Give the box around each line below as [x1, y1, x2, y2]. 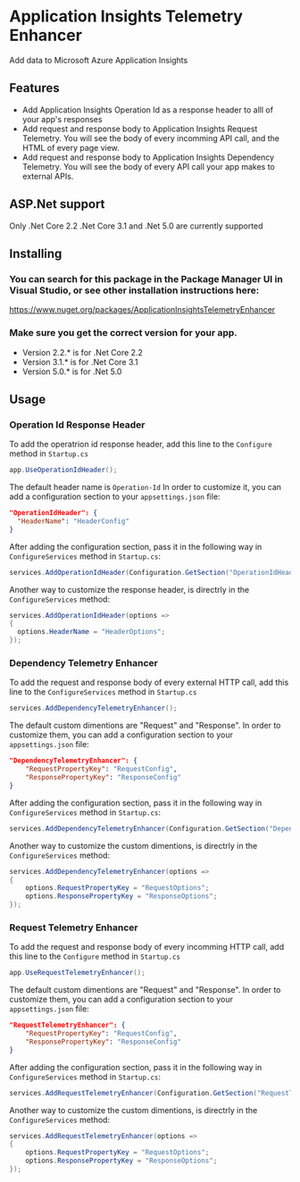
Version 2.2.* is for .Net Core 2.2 [21, 346, 143, 358]
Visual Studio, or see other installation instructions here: [9, 284, 260, 296]
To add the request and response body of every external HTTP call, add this [9, 677, 289, 688]
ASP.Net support [9, 196, 105, 212]
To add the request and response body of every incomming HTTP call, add [9, 942, 285, 953]
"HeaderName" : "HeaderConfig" [17, 516, 129, 526]
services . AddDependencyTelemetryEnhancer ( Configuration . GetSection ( [9, 824, 270, 833]
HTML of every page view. [21, 142, 121, 153]
